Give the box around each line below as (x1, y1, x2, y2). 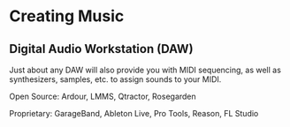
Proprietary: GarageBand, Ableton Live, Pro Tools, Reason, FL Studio (9, 108, 259, 118)
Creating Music (9, 6, 125, 26)
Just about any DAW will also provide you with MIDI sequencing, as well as (9, 64, 281, 75)
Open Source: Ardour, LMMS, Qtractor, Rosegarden (9, 91, 196, 101)
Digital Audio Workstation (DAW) (9, 41, 194, 56)
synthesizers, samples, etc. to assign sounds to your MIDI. (9, 74, 222, 85)
